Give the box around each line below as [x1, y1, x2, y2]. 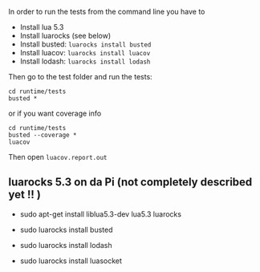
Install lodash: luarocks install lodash [19, 56, 151, 66]
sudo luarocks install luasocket [19, 256, 123, 266]
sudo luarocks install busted [19, 225, 114, 234]
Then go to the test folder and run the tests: [8, 72, 152, 81]
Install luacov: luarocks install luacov [19, 48, 151, 57]
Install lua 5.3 [19, 22, 64, 31]
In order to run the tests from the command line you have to [8, 7, 205, 16]
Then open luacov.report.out [8, 152, 108, 161]
